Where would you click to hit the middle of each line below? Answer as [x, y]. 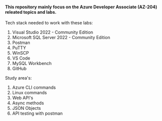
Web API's [23, 98]
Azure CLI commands [34, 87]
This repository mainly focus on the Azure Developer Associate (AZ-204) [81, 7]
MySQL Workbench [32, 63]
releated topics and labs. [31, 12]
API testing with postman [37, 113]
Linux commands [30, 93]
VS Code [21, 58]
